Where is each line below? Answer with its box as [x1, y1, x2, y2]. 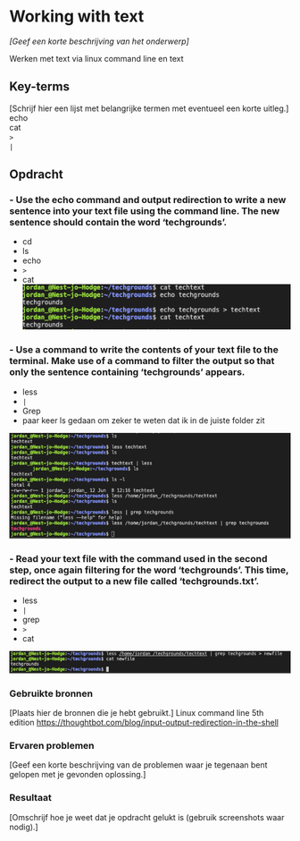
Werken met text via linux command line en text [9, 53, 184, 64]
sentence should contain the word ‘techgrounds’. [9, 217, 228, 229]
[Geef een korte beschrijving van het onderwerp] [9, 36, 189, 47]
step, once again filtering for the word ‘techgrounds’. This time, [9, 564, 289, 576]
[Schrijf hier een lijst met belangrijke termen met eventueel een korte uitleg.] [9, 103, 289, 114]
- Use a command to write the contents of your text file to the [9, 344, 279, 356]
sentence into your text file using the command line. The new [9, 205, 280, 217]
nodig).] [9, 821, 38, 832]
